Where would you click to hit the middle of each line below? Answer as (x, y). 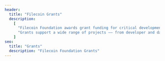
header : (13, 10)
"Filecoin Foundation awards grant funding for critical (77, 28)
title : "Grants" (26, 46)
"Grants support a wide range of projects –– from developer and (86, 32)
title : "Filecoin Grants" (36, 14)
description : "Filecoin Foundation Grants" (54, 51)
